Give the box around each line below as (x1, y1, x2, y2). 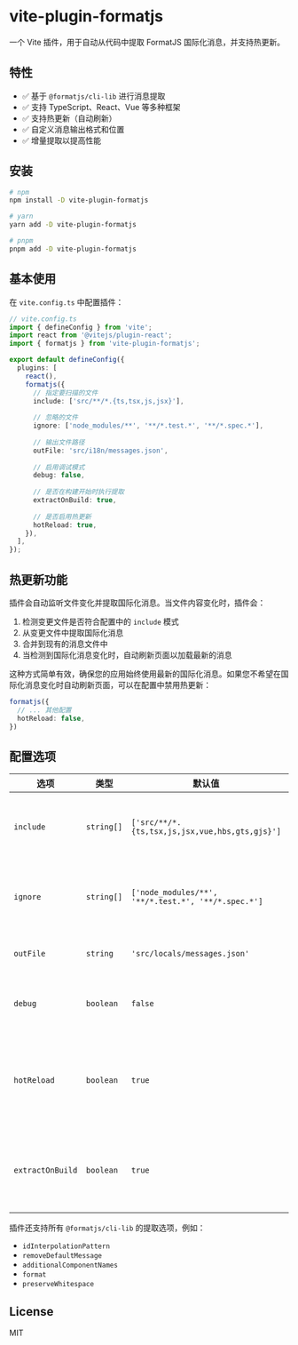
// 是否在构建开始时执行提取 (32, 487, 125, 497)
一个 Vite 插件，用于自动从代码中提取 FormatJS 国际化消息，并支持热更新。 (9, 36, 286, 47)
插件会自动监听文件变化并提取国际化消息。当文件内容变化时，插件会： (9, 597, 266, 608)
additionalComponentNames (21, 1261, 118, 1270)
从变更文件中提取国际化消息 (21, 627, 124, 637)
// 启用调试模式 (32, 462, 85, 472)
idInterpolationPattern (21, 1242, 111, 1251)
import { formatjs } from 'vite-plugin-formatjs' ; (9, 340, 200, 348)
